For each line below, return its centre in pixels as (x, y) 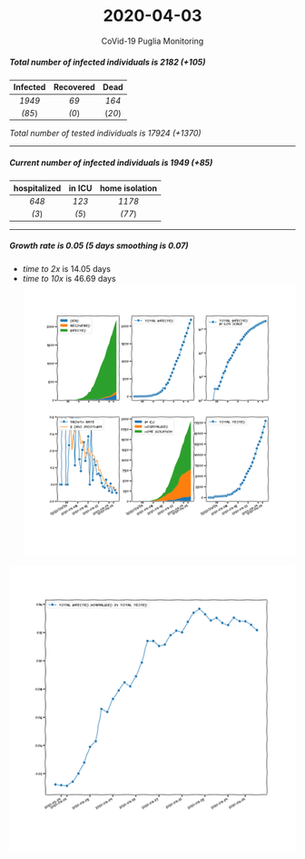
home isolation (128, 188)
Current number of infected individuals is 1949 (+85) (111, 163)
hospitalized (37, 188)
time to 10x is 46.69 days (69, 278)
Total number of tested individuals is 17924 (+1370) (105, 134)
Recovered (74, 87)
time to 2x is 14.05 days (67, 268)
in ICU (80, 188)
